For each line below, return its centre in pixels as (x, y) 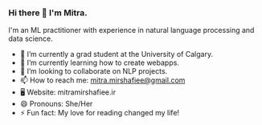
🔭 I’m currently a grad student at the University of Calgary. (117, 54)
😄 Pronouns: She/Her (56, 104)
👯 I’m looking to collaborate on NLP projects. (94, 71)
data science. (31, 38)
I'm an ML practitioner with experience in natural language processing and (131, 30)
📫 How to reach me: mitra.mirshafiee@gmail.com (102, 80)
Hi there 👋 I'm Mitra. (48, 13)
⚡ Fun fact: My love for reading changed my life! (99, 113)
